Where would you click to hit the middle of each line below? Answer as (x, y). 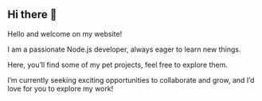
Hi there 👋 (32, 15)
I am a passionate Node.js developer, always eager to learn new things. (124, 49)
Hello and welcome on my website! (65, 33)
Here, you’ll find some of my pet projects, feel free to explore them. (118, 64)
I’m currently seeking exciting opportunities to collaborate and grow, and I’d (131, 80)
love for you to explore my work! (61, 88)
